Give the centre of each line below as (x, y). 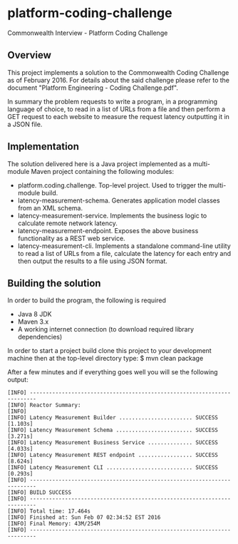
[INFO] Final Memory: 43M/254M (54, 524)
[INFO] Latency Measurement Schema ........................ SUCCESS (113, 430)
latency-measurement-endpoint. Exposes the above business (108, 230)
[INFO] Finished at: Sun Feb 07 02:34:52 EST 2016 (84, 518)
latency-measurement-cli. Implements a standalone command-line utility (124, 246)
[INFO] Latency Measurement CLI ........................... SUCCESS (113, 468)
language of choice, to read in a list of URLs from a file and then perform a (117, 109)
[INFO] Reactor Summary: (44, 405)
